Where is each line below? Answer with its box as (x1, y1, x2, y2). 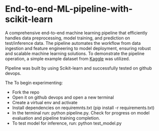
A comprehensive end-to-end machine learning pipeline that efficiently (5, 30, 148, 36)
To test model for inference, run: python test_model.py (12, 120, 122, 126)
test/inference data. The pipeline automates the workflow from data (5, 40, 141, 46)
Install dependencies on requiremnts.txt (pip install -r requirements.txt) (12, 105, 155, 111)
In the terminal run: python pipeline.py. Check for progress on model (12, 110, 150, 115)
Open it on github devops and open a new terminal (12, 94, 114, 100)
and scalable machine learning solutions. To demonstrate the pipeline (5, 50, 145, 56)
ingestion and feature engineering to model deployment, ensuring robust (5, 45, 151, 51)
